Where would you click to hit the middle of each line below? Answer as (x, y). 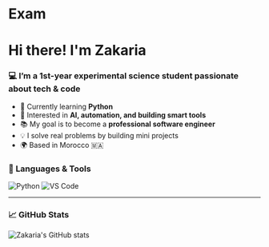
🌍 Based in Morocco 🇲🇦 (62, 145)
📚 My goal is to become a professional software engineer (118, 124)
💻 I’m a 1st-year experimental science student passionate (123, 76)
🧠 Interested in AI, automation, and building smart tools (113, 115)
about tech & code (44, 89)
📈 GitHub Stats (39, 214)
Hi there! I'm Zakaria (77, 51)
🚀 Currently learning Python (66, 106)
